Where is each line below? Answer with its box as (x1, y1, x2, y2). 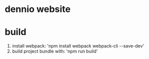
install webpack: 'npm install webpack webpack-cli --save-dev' (12, 43, 144, 49)
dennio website (5, 3, 71, 15)
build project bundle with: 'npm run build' (12, 48, 98, 54)
